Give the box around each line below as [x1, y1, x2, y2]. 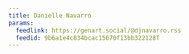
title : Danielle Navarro [8, 11, 92, 20]
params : [8, 19, 35, 27]
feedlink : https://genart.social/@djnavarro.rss [15, 26, 182, 34]
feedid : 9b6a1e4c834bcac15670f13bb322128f [15, 33, 160, 42]
